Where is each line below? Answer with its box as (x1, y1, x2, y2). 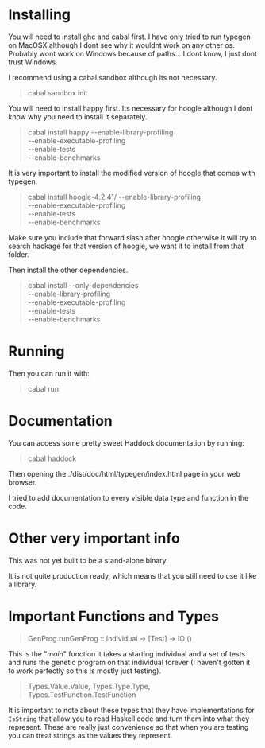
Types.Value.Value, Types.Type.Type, (27, 681, 151, 691)
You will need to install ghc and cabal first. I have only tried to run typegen (8, 32, 252, 41)
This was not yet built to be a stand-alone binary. (8, 555, 168, 565)
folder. (8, 249, 29, 259)
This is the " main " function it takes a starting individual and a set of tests (8, 649, 246, 658)
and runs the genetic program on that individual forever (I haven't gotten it (8, 657, 251, 667)
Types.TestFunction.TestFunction (27, 690, 136, 699)
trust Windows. (8, 57, 58, 67)
